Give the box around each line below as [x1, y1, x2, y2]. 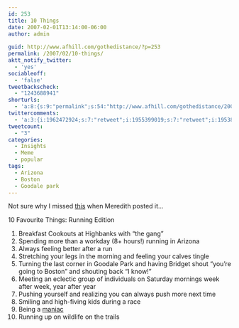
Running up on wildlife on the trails [18, 312, 120, 321]
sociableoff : [8, 70, 47, 77]
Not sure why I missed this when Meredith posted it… [8, 202, 164, 211]
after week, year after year [18, 282, 96, 291]
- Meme [14, 149, 34, 157]
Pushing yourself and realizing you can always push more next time [18, 290, 216, 299]
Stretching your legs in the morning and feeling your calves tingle [18, 252, 210, 260]
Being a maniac [18, 305, 64, 314]
